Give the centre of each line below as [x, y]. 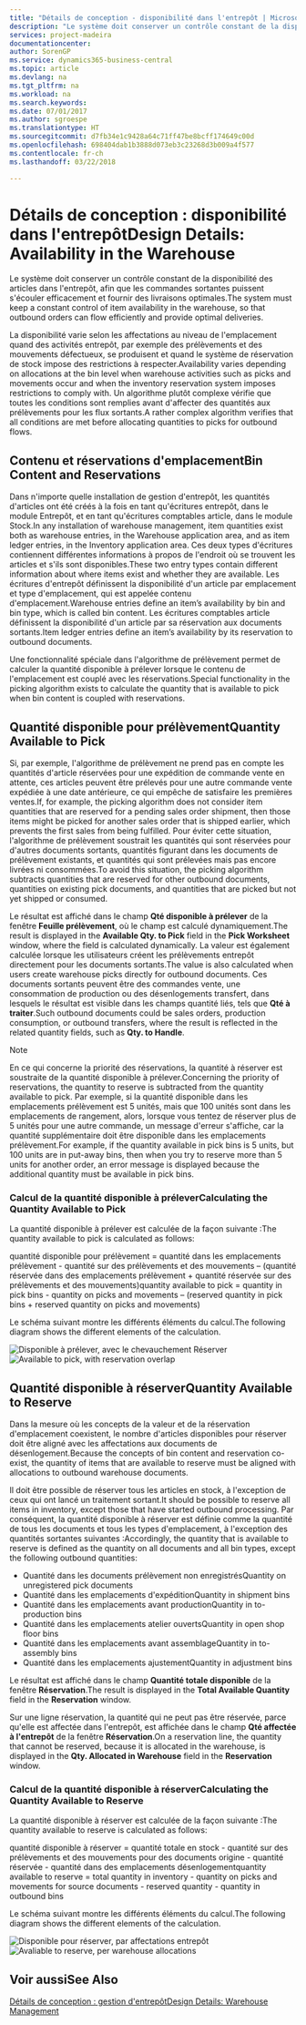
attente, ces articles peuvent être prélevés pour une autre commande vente [151, 782]
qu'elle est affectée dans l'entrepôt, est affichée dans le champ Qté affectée [153, 1727]
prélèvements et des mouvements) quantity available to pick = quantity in [146, 1285]
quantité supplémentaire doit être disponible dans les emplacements [138, 1136]
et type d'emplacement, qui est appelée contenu [101, 594]
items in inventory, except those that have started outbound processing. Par [152, 1509]
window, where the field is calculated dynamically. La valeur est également [149, 946]
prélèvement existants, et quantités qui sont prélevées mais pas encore [143, 860]
